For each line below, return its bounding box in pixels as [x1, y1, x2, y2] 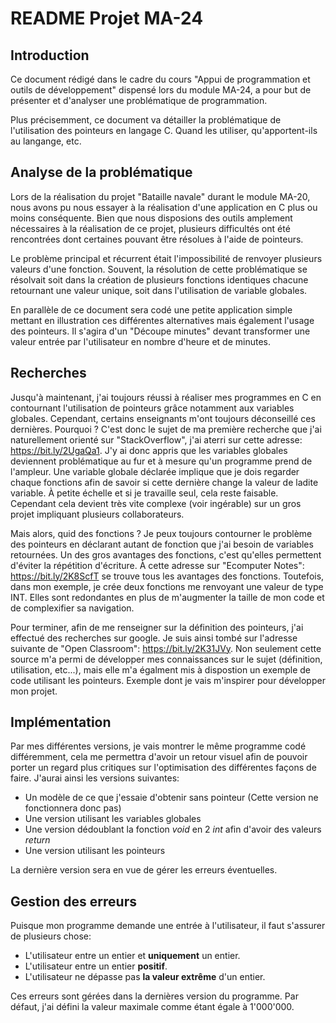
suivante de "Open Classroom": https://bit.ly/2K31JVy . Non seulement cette [10, 642, 322, 654]
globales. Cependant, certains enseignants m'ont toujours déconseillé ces [10, 412, 316, 424]
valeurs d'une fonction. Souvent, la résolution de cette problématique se [10, 263, 308, 275]
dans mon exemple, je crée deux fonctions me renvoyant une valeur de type [10, 580, 324, 592]
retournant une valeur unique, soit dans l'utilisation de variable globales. [10, 284, 308, 296]
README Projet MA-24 [10, 7, 204, 30]
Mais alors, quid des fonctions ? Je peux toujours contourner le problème [10, 527, 313, 539]
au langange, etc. [10, 135, 82, 147]
